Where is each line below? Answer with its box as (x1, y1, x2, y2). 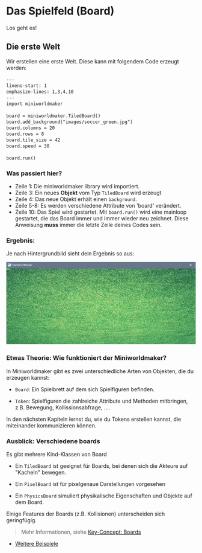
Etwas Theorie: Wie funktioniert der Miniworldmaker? (6, 354, 167, 362)
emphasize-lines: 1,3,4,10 (6, 89, 74, 95)
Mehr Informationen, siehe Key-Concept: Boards (20, 528, 141, 535)
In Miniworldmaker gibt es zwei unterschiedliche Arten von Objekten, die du (6, 367, 194, 375)
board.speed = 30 (6, 143, 50, 149)
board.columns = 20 (6, 125, 55, 131)
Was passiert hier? (6, 169, 63, 177)
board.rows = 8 (6, 131, 44, 137)
